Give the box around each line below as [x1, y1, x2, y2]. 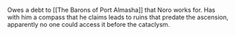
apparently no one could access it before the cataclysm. [7, 21, 170, 28]
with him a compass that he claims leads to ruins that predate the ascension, [7, 13, 229, 21]
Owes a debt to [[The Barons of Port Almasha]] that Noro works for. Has [7, 6, 215, 14]
